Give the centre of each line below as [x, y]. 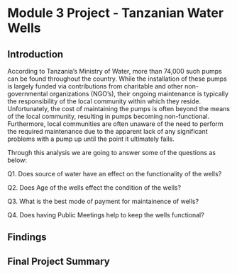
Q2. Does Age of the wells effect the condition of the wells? [94, 188]
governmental [28, 94]
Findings [27, 238]
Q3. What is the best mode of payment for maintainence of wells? [103, 201]
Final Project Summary [59, 261]
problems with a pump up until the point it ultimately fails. [91, 139]
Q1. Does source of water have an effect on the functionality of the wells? [115, 174]
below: [17, 160]
